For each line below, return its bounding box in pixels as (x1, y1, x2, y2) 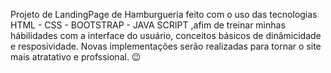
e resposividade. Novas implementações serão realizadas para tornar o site (10, 40, 322, 52)
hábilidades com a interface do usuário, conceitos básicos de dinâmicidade (10, 30, 322, 41)
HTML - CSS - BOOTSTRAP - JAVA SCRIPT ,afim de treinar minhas (10, 19, 286, 31)
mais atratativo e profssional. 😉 (10, 51, 142, 63)
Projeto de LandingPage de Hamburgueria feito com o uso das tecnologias (10, 9, 318, 20)
